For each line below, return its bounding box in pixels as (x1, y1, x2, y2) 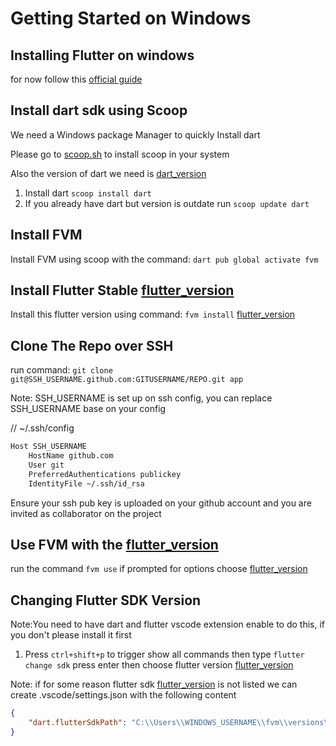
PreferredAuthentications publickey (28, 469, 182, 479)
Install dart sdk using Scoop (10, 102, 188, 119)
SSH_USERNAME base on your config (10, 403, 167, 415)
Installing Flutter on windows (10, 47, 195, 64)
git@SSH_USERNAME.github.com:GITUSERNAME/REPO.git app (10, 375, 244, 385)
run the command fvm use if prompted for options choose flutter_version (10, 563, 308, 575)
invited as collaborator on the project (10, 507, 162, 519)
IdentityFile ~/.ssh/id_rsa (28, 478, 145, 489)
